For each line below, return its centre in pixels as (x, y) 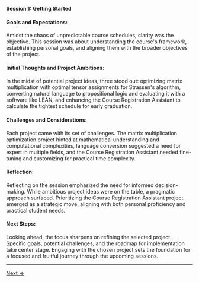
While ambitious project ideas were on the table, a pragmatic (101, 191)
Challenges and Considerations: (47, 120)
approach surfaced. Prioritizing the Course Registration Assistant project (95, 198)
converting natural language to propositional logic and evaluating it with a (96, 94)
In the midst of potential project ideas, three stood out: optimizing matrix (94, 81)
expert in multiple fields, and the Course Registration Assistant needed (92, 152)
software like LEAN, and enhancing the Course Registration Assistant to (93, 100)
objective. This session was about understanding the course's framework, (97, 42)
